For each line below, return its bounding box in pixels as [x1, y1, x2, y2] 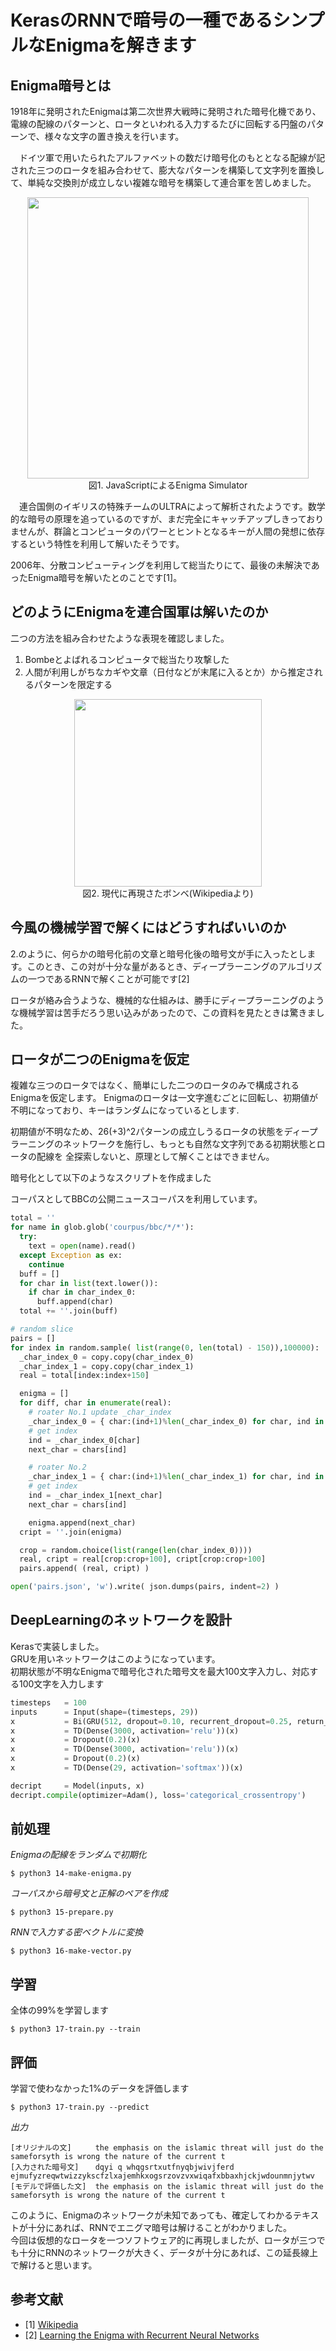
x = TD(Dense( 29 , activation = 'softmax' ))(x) [10, 1763, 244, 1773]
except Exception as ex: [19, 1250, 123, 1260]
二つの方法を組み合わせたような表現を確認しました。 [10, 632, 230, 644]
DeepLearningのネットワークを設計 [10, 1612, 233, 1629]
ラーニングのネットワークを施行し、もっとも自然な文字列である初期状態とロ [10, 1138, 326, 1150]
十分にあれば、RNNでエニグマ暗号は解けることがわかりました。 [27, 2222, 293, 2234]
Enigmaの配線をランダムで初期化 [10, 1849, 147, 1861]
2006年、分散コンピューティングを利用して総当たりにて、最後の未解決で [10, 559, 312, 571]
